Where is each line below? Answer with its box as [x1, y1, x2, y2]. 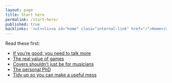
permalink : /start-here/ [5, 17, 58, 22]
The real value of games [12, 56, 64, 62]
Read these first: [5, 40, 40, 46]
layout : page [5, 7, 33, 13]
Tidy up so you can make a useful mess [12, 72, 97, 78]
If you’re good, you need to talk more [12, 50, 91, 57]
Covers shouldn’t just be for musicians [12, 61, 94, 67]
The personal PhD [12, 67, 51, 73]
